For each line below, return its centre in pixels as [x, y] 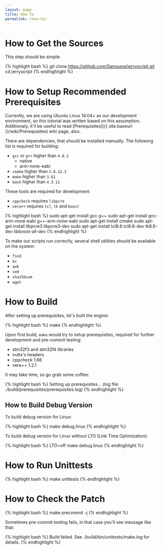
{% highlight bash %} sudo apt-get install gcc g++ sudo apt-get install [76, 216]
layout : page [18, 10]
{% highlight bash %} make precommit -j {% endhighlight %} [67, 513]
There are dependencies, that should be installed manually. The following [79, 141]
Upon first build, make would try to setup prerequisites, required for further [80, 335]
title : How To [20, 14]
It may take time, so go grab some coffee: [47, 375]
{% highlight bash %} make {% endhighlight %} [53, 325]
